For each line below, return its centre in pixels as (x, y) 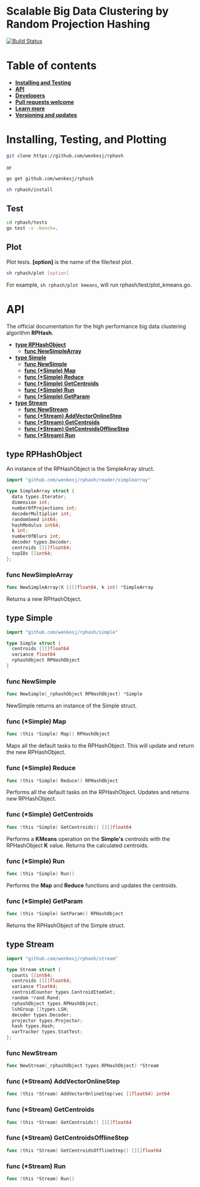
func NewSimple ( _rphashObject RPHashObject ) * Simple (74, 694)
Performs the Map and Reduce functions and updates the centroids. (92, 885)
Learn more (30, 108)
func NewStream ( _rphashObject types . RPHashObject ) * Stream (83, 1066)
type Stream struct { (34, 969)
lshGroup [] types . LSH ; (40, 1009)
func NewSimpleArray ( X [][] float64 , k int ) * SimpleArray (80, 587)
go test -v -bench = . (33, 229)
